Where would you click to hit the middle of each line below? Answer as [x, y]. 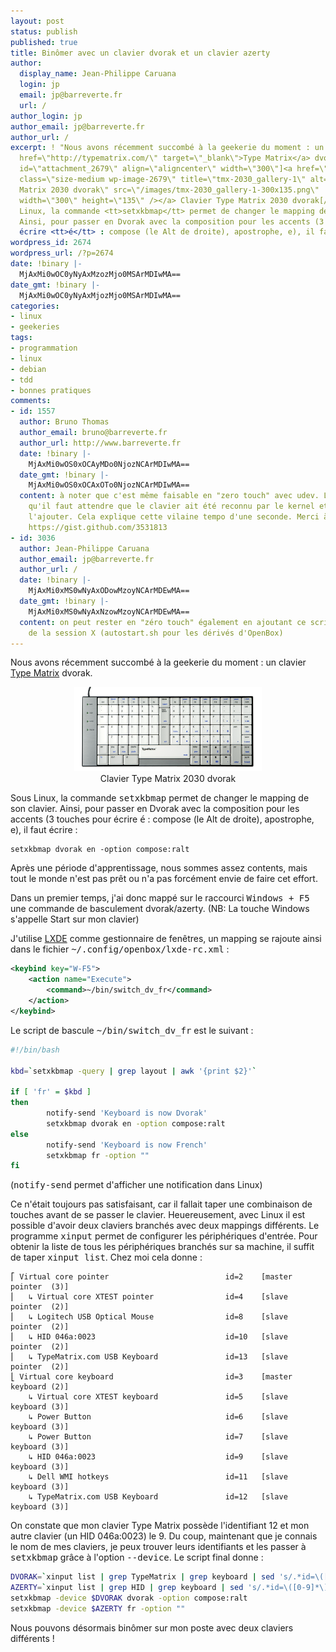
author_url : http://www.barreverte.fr [100, 443]
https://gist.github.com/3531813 [98, 527]
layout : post [37, 21]
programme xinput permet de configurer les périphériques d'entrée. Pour [164, 1236]
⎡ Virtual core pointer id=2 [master [151, 1277]
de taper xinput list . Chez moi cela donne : [106, 1257]
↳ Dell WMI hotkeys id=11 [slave [158, 1477]
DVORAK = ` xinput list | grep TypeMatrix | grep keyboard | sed [142, 1577]
